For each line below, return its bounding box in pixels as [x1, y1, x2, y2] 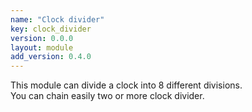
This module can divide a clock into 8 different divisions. [10, 79, 243, 91]
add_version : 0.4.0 [10, 52, 92, 62]
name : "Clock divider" [10, 14, 105, 25]
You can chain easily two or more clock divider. [10, 90, 205, 102]
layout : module [10, 42, 74, 53]
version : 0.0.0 [10, 33, 74, 43]
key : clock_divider [10, 24, 92, 34]
